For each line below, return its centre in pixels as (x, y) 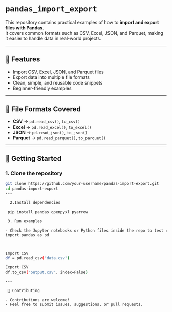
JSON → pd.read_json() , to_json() (50, 132)
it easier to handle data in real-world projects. (53, 38)
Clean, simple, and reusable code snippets (58, 82)
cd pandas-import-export (32, 189)
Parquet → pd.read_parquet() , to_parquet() (59, 138)
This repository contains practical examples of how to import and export (82, 22)
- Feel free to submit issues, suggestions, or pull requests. (74, 305)
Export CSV (17, 267)
